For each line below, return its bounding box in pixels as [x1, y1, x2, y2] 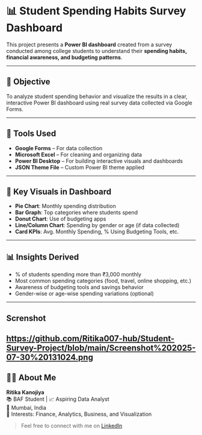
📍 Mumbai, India [6, 404, 47, 411]
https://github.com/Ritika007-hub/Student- [6, 333, 175, 344]
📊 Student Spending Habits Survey [6, 4, 186, 18]
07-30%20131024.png [6, 352, 93, 362]
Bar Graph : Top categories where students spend [14, 209, 138, 216]
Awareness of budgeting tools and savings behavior [14, 284, 144, 291]
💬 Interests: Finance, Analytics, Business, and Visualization [6, 410, 152, 418]
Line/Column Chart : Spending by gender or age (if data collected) [14, 222, 180, 229]
